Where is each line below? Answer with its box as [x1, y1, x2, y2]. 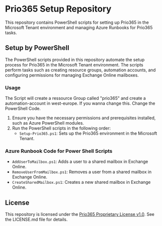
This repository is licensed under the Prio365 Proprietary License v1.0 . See [5, 211, 155, 217]
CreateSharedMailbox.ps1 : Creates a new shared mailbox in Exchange [12, 179, 151, 185]
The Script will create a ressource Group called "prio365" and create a [5, 96, 146, 101]
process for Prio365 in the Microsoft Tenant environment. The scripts [5, 62, 144, 67]
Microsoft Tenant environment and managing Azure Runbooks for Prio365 [5, 24, 153, 30]
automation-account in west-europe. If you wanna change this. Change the [5, 100, 155, 106]
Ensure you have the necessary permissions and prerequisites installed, [12, 115, 156, 121]
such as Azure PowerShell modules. [12, 120, 84, 126]
